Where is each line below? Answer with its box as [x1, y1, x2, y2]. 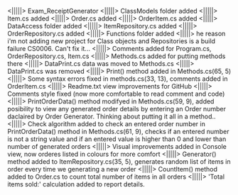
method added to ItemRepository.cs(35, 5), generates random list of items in [7, 157, 231, 166]
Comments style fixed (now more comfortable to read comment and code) [7, 89, 225, 98]
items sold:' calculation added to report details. [7, 180, 146, 188]
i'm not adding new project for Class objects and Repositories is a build [7, 37, 215, 45]
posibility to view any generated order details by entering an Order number [7, 105, 226, 113]
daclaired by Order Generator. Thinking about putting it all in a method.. [7, 112, 216, 121]
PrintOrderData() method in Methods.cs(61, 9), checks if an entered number [7, 128, 229, 135]
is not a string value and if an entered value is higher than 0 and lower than [7, 135, 227, 143]
